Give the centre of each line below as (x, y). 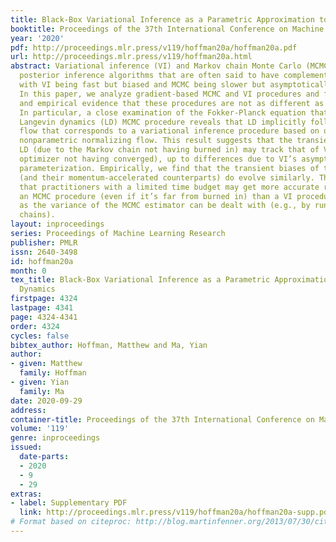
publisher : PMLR (44, 242)
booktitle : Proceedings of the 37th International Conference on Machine (167, 29)
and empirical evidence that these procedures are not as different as (172, 103)
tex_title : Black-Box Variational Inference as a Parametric (140, 280)
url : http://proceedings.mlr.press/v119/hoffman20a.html (131, 57)
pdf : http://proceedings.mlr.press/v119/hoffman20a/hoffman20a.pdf (154, 47)
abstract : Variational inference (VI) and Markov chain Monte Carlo (156, 66)
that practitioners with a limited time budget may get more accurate (169, 187)
